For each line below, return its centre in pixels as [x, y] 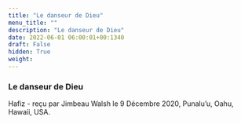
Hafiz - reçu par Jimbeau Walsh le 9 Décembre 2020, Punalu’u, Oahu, [121, 104]
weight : [21, 60]
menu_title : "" [33, 23]
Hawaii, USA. [29, 112]
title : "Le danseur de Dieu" [56, 15]
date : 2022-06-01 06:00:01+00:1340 [66, 37]
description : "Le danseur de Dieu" [66, 30]
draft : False [29, 45]
